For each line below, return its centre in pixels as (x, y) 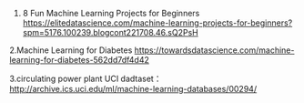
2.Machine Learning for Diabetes (71, 50)
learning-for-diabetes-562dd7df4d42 (80, 60)
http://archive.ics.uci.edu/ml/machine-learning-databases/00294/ (133, 89)
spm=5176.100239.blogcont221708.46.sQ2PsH (110, 32)
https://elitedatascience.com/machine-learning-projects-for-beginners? (157, 23)
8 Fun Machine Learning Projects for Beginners (111, 13)
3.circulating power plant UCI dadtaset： (86, 78)
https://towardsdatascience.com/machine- (214, 50)
